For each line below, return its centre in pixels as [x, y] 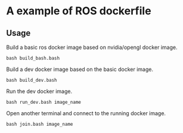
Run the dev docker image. [39, 91]
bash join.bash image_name [40, 124]
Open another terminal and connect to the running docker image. [86, 113]
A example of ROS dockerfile [79, 11]
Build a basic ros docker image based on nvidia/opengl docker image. [92, 47]
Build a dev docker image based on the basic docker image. [80, 69]
